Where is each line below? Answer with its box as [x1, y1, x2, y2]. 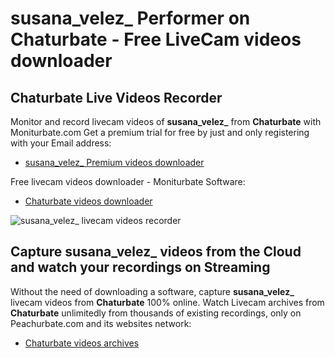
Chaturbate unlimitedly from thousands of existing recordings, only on [10, 307, 302, 319]
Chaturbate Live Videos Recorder [10, 89, 223, 106]
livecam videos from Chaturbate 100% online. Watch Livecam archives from [10, 296, 325, 308]
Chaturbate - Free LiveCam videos [10, 28, 302, 51]
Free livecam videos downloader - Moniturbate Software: [10, 176, 246, 187]
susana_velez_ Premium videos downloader [24, 157, 205, 168]
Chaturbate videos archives [24, 337, 140, 349]
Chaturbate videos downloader [24, 195, 153, 207]
